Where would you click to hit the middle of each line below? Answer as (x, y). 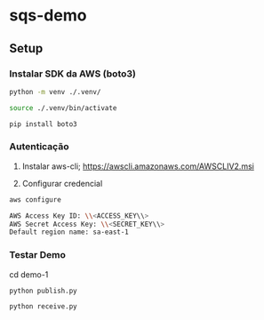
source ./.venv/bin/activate (63, 108)
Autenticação (39, 147)
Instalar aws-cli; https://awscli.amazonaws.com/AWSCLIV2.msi (138, 166)
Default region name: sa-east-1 (69, 232)
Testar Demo (38, 255)
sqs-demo (48, 16)
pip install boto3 (43, 124)
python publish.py (43, 291)
